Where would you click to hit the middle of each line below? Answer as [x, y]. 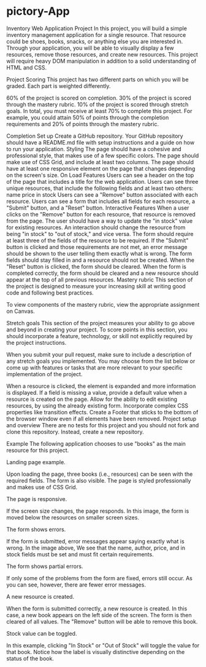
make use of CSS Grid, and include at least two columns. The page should [100, 162]
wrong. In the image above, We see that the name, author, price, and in [96, 548]
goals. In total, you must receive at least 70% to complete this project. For [99, 111]
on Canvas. [21, 311]
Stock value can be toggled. [42, 633]
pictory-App [38, 11]
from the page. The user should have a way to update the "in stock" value [100, 221]
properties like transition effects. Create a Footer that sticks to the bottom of [102, 412]
